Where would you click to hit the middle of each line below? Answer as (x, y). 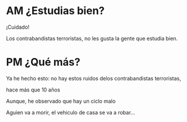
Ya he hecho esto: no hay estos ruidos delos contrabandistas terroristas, (94, 78)
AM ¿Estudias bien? (55, 11)
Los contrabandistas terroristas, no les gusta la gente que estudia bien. (92, 38)
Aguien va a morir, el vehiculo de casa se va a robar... (71, 112)
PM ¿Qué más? (43, 62)
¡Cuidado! (18, 27)
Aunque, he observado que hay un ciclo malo (61, 101)
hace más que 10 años (33, 90)
